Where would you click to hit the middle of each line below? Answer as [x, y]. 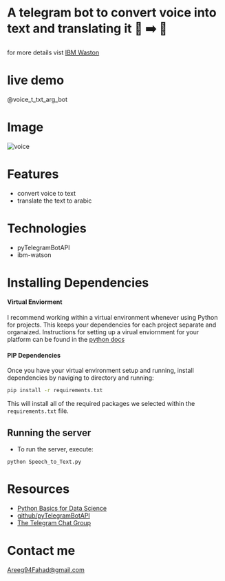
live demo [35, 80]
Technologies [47, 228]
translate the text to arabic [54, 201]
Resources [39, 489]
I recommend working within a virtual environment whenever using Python [112, 318]
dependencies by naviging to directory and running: [81, 378]
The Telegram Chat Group [54, 522]
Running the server [49, 432]
